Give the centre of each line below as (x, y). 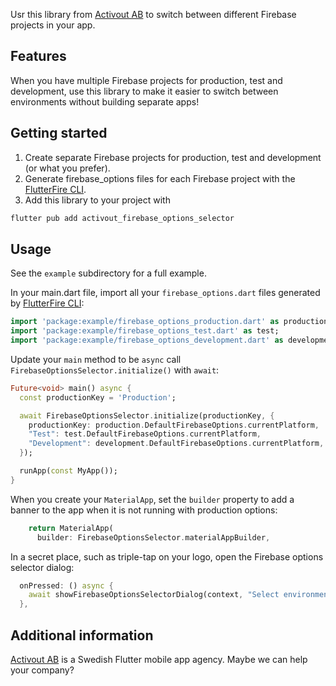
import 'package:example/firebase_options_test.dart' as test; (145, 331)
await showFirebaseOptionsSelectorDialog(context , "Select (154, 595)
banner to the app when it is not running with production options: (144, 510)
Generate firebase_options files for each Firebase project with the (160, 178)
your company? (42, 670)
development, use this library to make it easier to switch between (144, 91)
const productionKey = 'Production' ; (98, 397)
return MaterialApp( (71, 528)
